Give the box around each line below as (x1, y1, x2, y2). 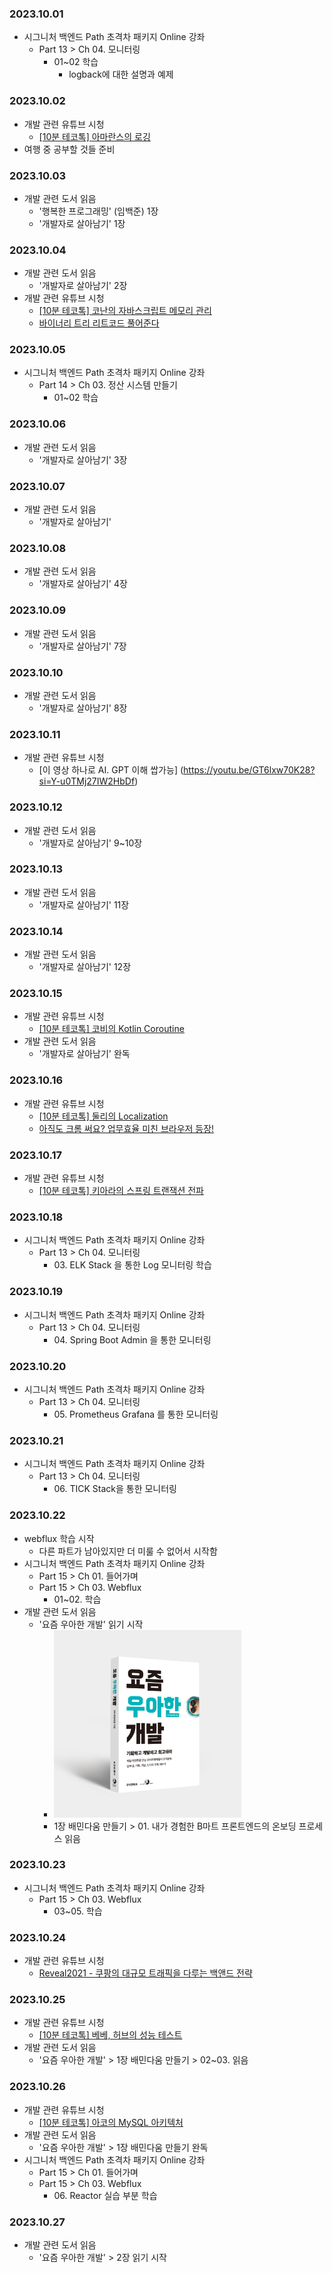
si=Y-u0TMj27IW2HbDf (38, 775, 136, 787)
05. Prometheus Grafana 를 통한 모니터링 (53, 1408, 219, 1420)
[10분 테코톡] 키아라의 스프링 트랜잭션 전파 (38, 1185, 204, 1197)
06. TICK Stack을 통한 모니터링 (53, 1483, 177, 1495)
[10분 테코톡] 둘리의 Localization (38, 1110, 169, 1122)
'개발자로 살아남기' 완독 (38, 1048, 131, 1060)
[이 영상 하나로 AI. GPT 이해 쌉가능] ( (38, 764, 184, 776)
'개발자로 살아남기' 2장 (38, 280, 128, 292)
